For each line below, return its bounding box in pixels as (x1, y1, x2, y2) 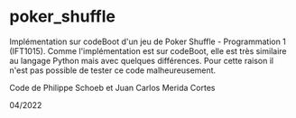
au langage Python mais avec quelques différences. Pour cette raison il (9, 55, 273, 66)
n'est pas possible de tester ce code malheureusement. (9, 65, 217, 76)
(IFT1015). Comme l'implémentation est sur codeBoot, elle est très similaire (9, 45, 287, 56)
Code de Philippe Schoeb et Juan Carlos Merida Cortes (9, 82, 216, 93)
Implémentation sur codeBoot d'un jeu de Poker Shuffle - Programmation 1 (9, 36, 287, 47)
